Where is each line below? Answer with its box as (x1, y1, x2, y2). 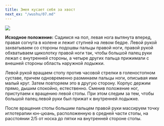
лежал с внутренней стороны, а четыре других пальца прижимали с (5, 55, 149, 61)
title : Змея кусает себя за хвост (5, 7, 76, 12)
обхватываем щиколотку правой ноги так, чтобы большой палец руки (5, 50, 152, 56)
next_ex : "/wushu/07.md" (5, 12, 56, 17)
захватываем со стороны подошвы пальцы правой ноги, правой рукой (5, 44, 153, 50)
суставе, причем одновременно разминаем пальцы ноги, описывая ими (5, 75, 158, 81)
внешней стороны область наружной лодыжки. (5, 60, 105, 66)
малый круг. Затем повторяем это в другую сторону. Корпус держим (5, 80, 151, 86)
